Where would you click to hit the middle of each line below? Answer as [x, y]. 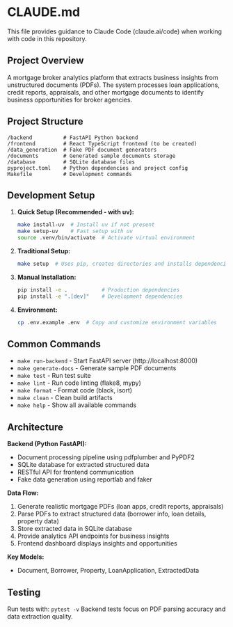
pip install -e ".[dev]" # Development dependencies [100, 296]
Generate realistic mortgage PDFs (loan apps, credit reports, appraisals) [120, 507]
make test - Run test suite [54, 376]
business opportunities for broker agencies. [70, 100]
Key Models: [26, 557]
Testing [24, 592]
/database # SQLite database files [71, 162]
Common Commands [54, 344]
